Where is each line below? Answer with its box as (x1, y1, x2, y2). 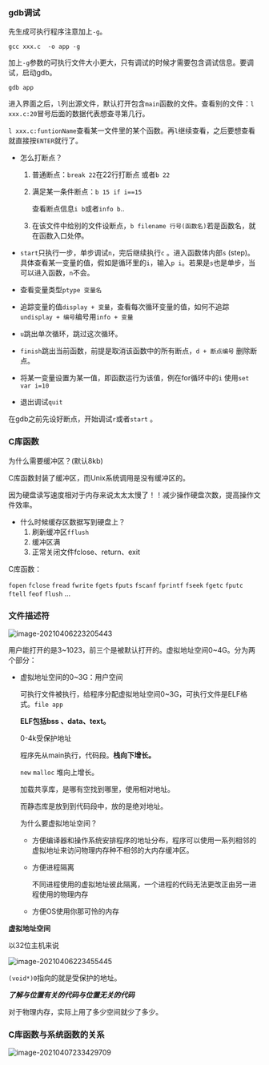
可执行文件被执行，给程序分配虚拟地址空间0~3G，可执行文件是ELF (19, 689, 241, 698)
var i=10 (19, 382, 50, 390)
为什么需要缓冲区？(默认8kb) (8, 456, 104, 465)
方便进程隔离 (31, 862, 74, 872)
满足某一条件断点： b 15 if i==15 (31, 187, 143, 197)
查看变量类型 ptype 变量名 (19, 285, 102, 295)
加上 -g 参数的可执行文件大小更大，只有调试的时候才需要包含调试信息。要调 (8, 58, 255, 67)
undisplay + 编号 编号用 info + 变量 (19, 312, 134, 322)
